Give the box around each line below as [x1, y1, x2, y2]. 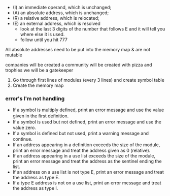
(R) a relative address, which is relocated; [12, 15, 100, 21]
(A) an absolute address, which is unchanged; [12, 10, 109, 16]
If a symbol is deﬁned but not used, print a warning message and [12, 130, 149, 137]
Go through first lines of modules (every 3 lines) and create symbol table [12, 77, 165, 83]
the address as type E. [12, 175, 60, 181]
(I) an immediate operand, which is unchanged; [12, 5, 112, 10]
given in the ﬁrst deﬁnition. [12, 113, 69, 119]
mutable [5, 52, 23, 58]
